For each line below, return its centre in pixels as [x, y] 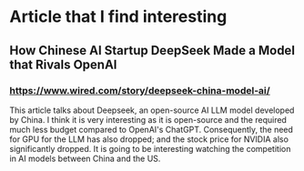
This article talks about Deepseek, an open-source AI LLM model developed [152, 110]
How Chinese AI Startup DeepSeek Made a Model [152, 50]
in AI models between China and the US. [85, 158]
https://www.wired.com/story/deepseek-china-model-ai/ [140, 90]
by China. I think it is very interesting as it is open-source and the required [148, 119]
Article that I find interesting [118, 17]
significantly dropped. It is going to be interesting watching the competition [150, 148]
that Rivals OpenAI [63, 64]
